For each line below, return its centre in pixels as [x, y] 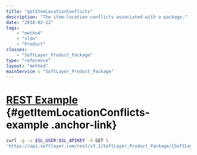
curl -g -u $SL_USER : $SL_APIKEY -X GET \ [57, 141]
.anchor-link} [84, 125]
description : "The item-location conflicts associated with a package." [97, 17]
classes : [17, 50]
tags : [13, 28]
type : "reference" [28, 60]
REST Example [42, 100]
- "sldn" [27, 39]
